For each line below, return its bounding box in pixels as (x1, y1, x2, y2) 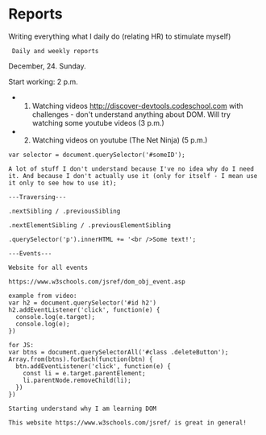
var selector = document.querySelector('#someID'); (8, 151, 185, 159)
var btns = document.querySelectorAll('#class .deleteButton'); (8, 348, 229, 356)
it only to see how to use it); (8, 179, 117, 187)
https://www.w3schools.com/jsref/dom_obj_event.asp (8, 277, 185, 286)
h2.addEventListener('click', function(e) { (8, 305, 160, 314)
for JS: (8, 341, 35, 349)
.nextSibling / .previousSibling (8, 207, 121, 215)
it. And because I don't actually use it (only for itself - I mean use (8, 172, 258, 180)
